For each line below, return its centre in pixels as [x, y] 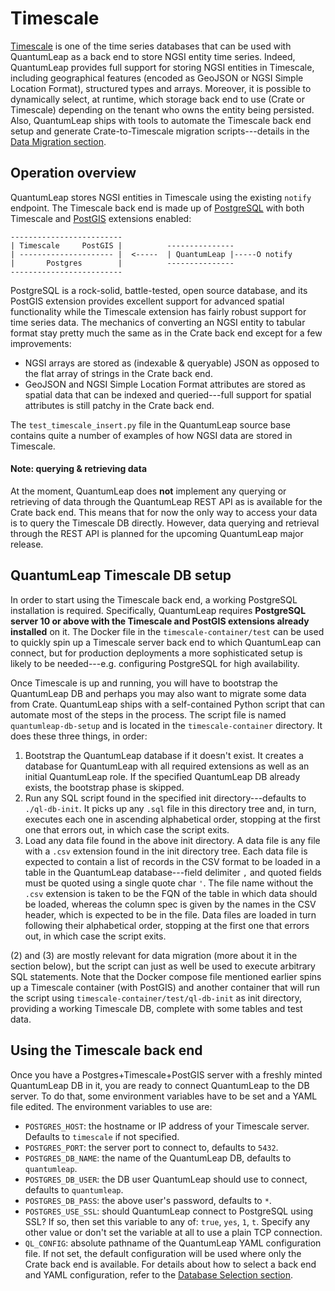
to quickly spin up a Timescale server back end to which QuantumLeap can [166, 642]
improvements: [41, 343]
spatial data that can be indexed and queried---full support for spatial [168, 394]
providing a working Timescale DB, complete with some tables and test [156, 1008]
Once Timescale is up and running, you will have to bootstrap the [144, 683]
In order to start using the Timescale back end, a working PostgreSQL [154, 599]
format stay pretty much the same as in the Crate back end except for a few [166, 333]
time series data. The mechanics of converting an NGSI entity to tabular [158, 322]
